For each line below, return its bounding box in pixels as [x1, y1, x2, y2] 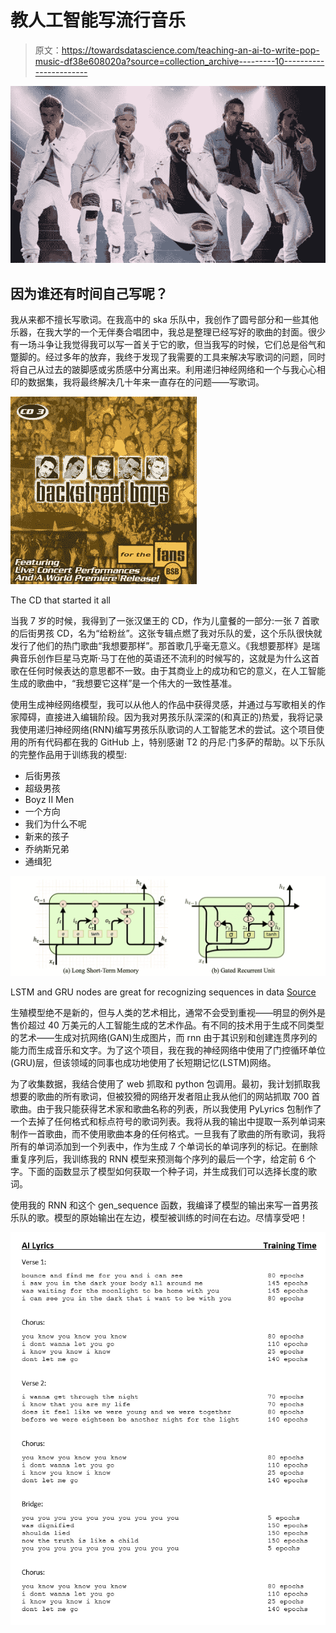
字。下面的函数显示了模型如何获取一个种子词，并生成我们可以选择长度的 [10, 1165, 308, 1177]
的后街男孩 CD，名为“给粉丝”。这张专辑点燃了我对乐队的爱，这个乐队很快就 [10, 627, 323, 640]
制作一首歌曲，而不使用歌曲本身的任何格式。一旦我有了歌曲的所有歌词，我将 [10, 1127, 326, 1140]
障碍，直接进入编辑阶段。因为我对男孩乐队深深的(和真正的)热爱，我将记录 [18, 711, 324, 723]
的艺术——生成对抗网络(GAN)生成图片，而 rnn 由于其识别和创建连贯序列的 [10, 1031, 318, 1043]
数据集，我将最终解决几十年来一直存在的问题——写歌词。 [27, 376, 265, 388]
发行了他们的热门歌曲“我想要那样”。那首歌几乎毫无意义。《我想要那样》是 [10, 640, 312, 652]
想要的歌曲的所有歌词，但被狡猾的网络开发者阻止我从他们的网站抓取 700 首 [10, 1090, 321, 1102]
